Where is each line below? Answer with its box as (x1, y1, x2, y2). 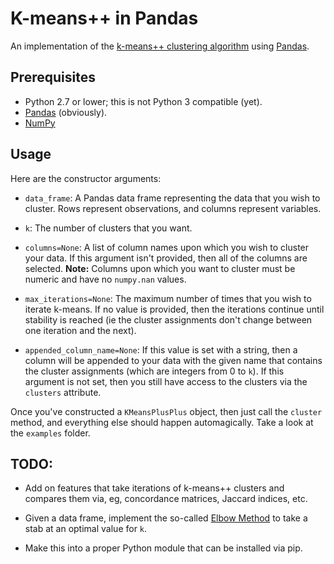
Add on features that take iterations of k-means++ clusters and (24, 482, 285, 494)
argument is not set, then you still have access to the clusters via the (24, 375, 308, 387)
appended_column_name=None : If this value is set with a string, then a (24, 343, 298, 356)
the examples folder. (10, 427, 91, 439)
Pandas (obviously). (24, 106, 108, 118)
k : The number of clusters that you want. (24, 222, 193, 234)
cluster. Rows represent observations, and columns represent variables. (24, 202, 322, 214)
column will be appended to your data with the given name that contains (24, 354, 323, 366)
